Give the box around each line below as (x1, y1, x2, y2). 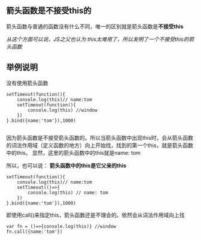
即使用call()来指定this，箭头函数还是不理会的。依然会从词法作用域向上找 (6, 211, 185, 218)
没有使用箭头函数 (6, 79, 48, 86)
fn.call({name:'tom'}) (6, 229, 63, 235)
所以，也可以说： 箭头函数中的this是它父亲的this (6, 161, 127, 169)
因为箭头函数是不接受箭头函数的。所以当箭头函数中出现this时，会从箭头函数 (6, 134, 193, 141)
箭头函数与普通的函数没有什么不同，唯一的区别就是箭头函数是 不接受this (6, 23, 184, 30)
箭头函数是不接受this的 (6, 5, 92, 16)
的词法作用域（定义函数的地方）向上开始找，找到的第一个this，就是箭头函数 (6, 142, 193, 149)
